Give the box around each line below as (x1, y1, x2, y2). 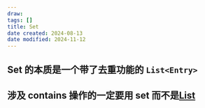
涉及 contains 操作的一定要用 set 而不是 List (7, 89, 196, 101)
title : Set (7, 23, 39, 30)
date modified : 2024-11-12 (7, 36, 86, 43)
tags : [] (7, 17, 33, 24)
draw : (7, 10, 23, 17)
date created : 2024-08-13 (7, 29, 83, 37)
